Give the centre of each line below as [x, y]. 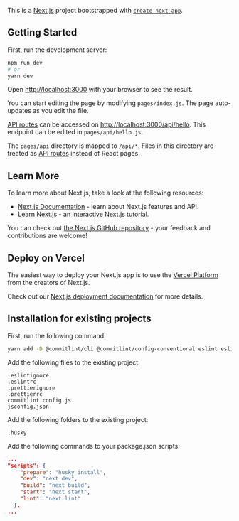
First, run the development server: [57, 50]
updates [20, 111]
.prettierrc [25, 394]
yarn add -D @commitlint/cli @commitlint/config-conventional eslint [113, 349]
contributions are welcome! [47, 236]
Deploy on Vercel [46, 258]
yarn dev [20, 76]
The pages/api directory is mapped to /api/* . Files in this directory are [111, 146]
